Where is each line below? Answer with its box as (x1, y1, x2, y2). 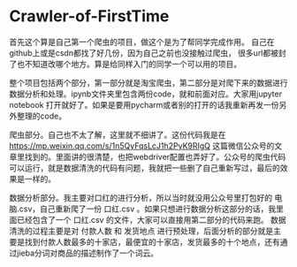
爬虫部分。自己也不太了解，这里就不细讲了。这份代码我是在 (9, 129, 226, 140)
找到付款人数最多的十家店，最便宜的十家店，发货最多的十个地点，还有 (24, 236, 280, 247)
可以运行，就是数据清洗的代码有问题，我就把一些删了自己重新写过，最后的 (9, 162, 280, 173)
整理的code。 (16, 111, 67, 121)
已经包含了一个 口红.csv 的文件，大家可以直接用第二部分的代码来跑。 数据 (16, 214, 287, 225)
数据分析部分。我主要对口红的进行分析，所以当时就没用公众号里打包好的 (9, 192, 272, 202)
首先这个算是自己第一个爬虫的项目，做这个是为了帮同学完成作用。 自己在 (9, 36, 275, 47)
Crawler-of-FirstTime (9, 6, 170, 27)
